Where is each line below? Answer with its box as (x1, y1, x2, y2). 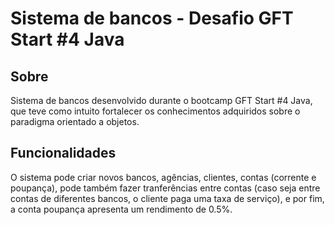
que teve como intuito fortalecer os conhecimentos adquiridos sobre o (10, 105, 301, 117)
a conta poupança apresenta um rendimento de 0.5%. (10, 203, 233, 215)
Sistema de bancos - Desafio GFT (10, 7, 294, 30)
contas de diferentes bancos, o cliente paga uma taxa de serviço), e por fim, (10, 192, 325, 204)
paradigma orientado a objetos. (10, 116, 140, 127)
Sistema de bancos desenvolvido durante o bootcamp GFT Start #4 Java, (10, 95, 313, 106)
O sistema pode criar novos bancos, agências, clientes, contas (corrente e (10, 171, 317, 183)
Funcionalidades (10, 145, 117, 162)
